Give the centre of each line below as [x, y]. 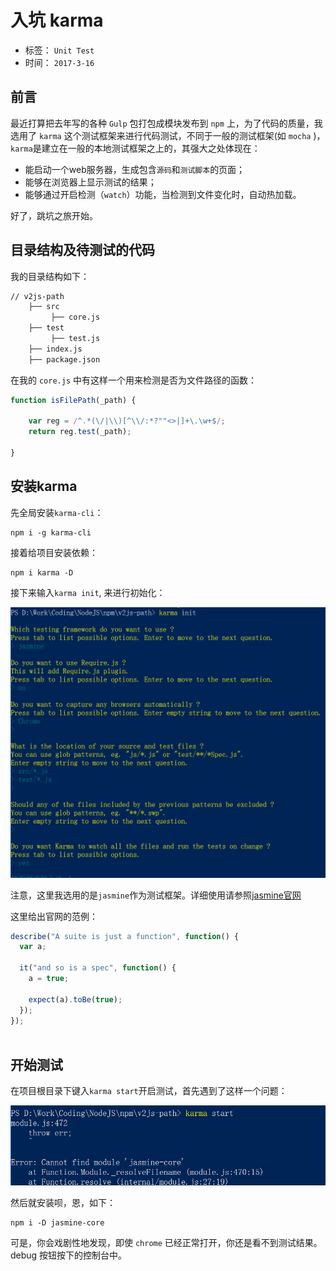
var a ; [33, 947]
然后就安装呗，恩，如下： [63, 1203]
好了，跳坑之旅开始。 [54, 215]
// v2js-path [37, 296]
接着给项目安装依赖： [54, 552]
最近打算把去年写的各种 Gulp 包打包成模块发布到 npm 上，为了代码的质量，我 [166, 123]
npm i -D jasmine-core [57, 1223]
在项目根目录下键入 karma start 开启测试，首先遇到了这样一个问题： [149, 1091]
